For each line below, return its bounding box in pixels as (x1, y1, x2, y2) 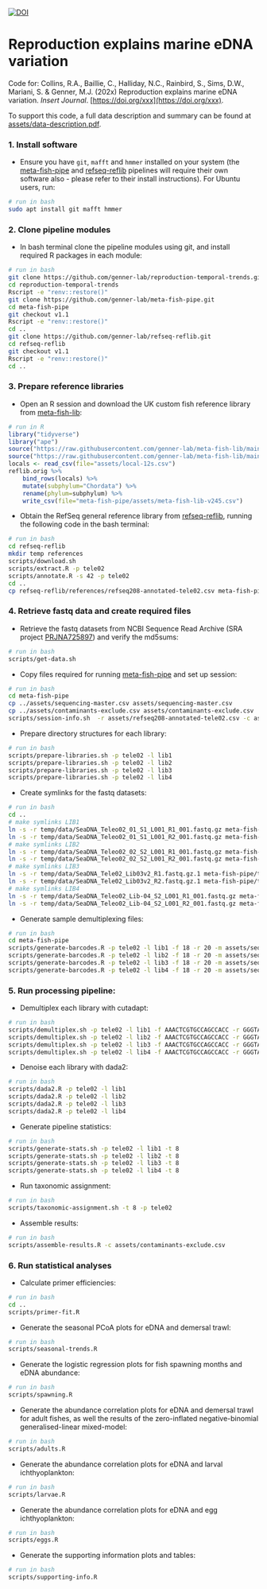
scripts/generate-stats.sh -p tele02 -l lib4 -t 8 (8, 1167, 180, 1175)
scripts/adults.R (8, 1444, 66, 1453)
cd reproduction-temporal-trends (8, 281, 119, 289)
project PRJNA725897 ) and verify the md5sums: (19, 632, 179, 642)
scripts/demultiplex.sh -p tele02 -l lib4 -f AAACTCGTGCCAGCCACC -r (8, 1048, 240, 1056)
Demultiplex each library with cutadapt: (19, 1003, 149, 1013)
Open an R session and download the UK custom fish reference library (19, 398, 251, 409)
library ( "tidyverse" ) (8, 430, 80, 438)
